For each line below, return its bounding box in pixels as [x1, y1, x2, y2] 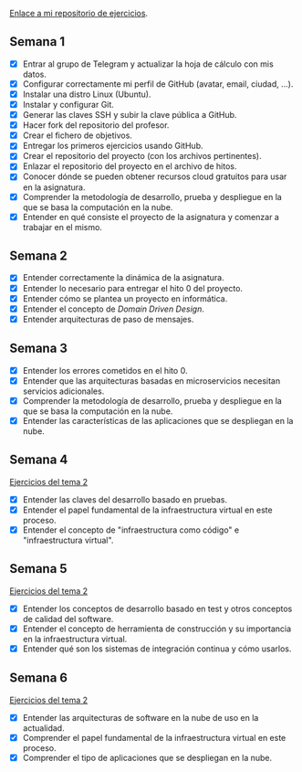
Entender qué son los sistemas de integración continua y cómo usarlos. [22, 643, 292, 654]
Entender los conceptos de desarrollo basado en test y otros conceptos [22, 603, 293, 614]
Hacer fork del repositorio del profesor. [22, 120, 170, 131]
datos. [22, 69, 47, 79]
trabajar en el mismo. [22, 221, 103, 232]
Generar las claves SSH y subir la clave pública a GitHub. [22, 110, 237, 121]
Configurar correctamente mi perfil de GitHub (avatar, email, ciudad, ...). [22, 78, 294, 90]
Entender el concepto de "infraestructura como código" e [22, 524, 240, 535]
